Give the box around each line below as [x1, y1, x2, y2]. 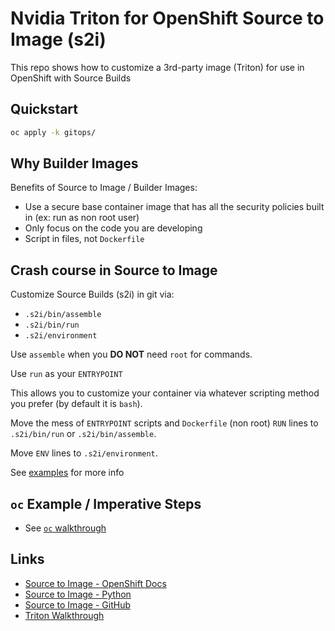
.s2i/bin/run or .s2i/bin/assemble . [10, 428, 157, 440]
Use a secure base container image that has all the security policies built [24, 201, 325, 213]
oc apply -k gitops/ [10, 127, 97, 137]
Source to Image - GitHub [24, 598, 131, 611]
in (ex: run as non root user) [24, 212, 140, 224]
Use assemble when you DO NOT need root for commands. [10, 348, 253, 361]
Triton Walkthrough [24, 609, 105, 621]
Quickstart [10, 101, 79, 118]
